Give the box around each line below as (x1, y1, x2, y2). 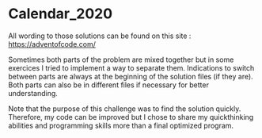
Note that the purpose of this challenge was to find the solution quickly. (8, 104, 241, 113)
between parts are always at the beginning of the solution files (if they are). (8, 71, 253, 81)
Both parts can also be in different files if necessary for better (8, 80, 210, 90)
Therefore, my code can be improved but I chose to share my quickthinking (8, 112, 254, 121)
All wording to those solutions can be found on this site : (8, 31, 192, 40)
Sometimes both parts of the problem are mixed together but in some (8, 55, 234, 64)
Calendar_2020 (8, 5, 113, 23)
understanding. (8, 88, 58, 98)
